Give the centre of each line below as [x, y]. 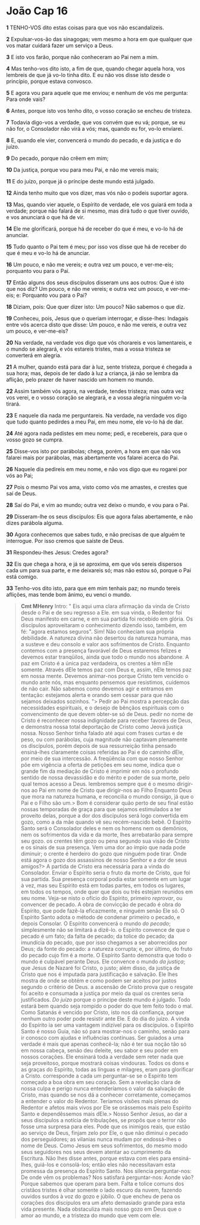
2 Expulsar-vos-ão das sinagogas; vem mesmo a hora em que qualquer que [99, 39]
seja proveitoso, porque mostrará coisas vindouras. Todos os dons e [105, 1063]
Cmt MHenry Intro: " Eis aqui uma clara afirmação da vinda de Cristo [105, 606]
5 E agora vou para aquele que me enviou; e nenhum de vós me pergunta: [97, 93]
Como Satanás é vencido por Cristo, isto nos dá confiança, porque [102, 1012]
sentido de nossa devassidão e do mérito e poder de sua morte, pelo [105, 777]
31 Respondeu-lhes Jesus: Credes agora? [57, 552]
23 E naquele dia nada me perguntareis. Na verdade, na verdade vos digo [97, 415]
